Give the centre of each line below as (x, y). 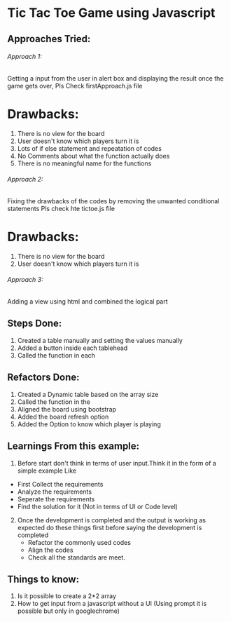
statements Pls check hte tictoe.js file (61, 208)
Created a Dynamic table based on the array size (88, 394)
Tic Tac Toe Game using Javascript (111, 13)
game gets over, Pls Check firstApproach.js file (75, 86)
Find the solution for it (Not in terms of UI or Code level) (98, 506)
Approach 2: (25, 180)
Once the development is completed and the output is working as (112, 520)
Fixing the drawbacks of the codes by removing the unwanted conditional (113, 201)
